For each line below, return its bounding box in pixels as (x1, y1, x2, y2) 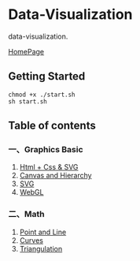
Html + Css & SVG (19, 162, 79, 172)
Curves (19, 235, 43, 245)
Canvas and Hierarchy (19, 171, 92, 181)
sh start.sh (8, 97, 47, 106)
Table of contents (8, 119, 96, 132)
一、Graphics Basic (8, 144, 84, 155)
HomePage (8, 47, 45, 56)
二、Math (8, 209, 45, 220)
